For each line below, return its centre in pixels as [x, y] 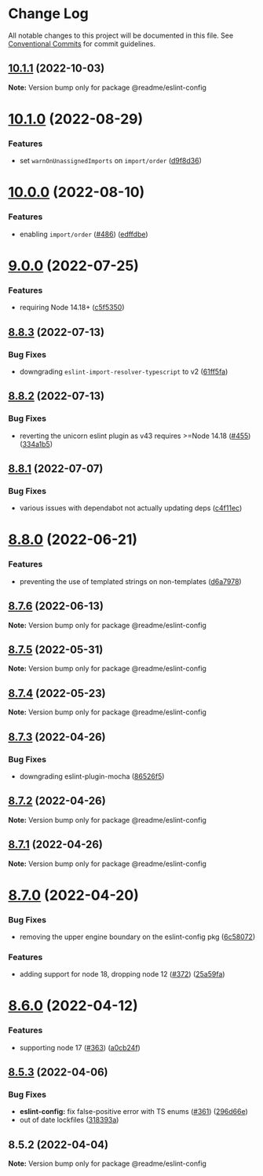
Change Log [48, 14]
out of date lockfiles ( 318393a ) [69, 1120]
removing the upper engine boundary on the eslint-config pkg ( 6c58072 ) [137, 937]
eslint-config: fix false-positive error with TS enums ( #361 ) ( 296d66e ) [134, 1112]
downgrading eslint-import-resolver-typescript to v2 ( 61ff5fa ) [124, 371]
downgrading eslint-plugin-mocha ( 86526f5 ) [92, 776]
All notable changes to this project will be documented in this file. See [121, 35]
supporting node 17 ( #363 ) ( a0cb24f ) [80, 1047]
